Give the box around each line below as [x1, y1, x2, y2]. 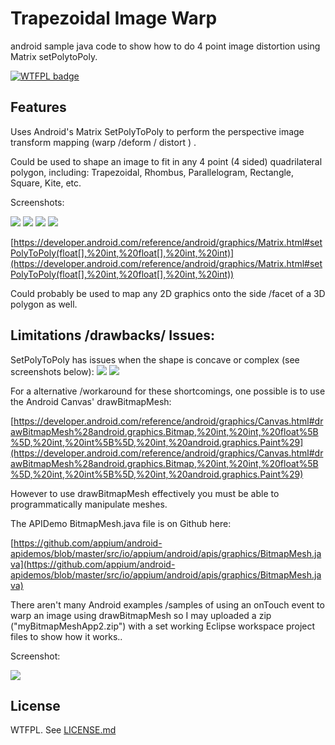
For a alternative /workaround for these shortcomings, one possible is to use [10, 385, 326, 397]
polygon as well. [10, 298, 78, 310]
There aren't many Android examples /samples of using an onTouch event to [10, 598, 325, 611]
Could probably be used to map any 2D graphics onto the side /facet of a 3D [10, 287, 326, 299]
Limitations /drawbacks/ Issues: [10, 327, 216, 344]
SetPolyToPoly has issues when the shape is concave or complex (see [10, 353, 300, 366]
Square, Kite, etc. [10, 177, 82, 189]
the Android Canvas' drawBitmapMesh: [10, 395, 172, 407]
